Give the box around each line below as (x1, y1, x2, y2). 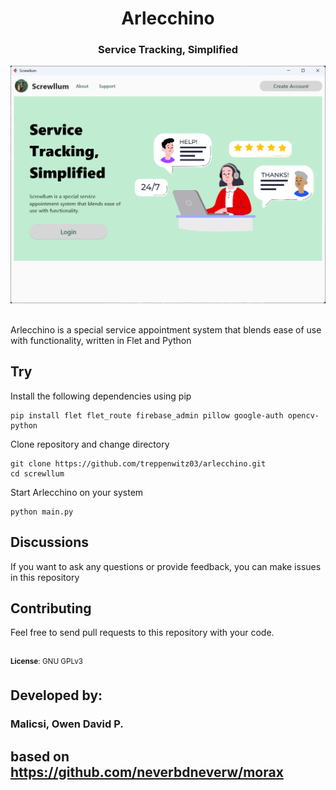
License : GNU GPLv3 (10, 657, 84, 667)
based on (10, 748, 70, 765)
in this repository (10, 571, 80, 583)
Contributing (10, 600, 92, 617)
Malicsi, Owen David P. (10, 717, 124, 731)
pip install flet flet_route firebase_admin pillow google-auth (10, 410, 284, 421)
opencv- (287, 410, 320, 421)
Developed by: (10, 687, 103, 704)
